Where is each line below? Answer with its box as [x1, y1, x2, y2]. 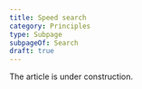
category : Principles [9, 22, 91, 31]
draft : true [9, 47, 54, 56]
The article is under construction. [9, 71, 134, 82]
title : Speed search [9, 13, 88, 22]
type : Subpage [9, 30, 63, 39]
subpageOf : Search [9, 38, 79, 48]
